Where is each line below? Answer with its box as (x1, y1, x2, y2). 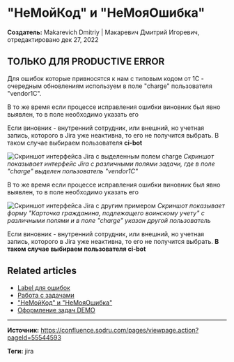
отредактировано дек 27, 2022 (7, 35, 99, 43)
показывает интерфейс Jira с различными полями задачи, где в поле (7, 159, 215, 168)
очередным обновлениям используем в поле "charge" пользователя (7, 82, 212, 90)
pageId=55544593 (7, 333, 61, 342)
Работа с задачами (17, 291, 75, 299)
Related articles (7, 265, 77, 277)
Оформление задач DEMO (17, 305, 95, 314)
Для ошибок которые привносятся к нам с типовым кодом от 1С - (7, 74, 204, 82)
